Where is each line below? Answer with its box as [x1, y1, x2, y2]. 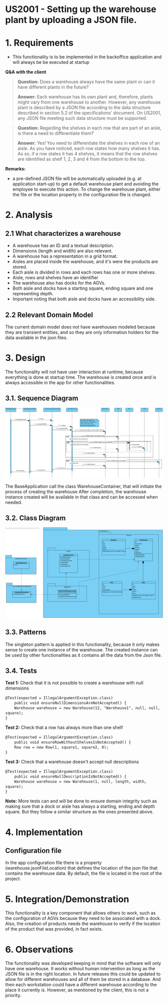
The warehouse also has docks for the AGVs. [12, 280, 106, 286]
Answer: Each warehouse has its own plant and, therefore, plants [17, 94, 153, 100]
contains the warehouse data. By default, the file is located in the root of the [5, 870, 162, 876]
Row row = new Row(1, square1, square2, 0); [14, 745, 109, 750]
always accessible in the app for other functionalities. [5, 379, 115, 385]
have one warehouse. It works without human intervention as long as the [5, 966, 155, 972]
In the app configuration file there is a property [5, 860, 102, 866]
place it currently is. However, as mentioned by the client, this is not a [5, 987, 149, 993]
